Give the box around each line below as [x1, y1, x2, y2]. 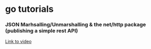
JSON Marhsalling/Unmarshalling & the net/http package [5, 21, 146, 28]
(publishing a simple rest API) [5, 27, 78, 34]
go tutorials [5, 3, 54, 15]
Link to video [5, 39, 32, 45]
